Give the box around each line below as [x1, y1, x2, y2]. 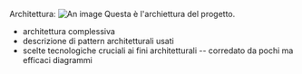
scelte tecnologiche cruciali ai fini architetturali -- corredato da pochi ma [22, 45, 294, 56]
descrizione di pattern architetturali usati [22, 36, 174, 46]
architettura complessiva [22, 26, 116, 36]
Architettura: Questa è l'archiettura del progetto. [9, 9, 236, 19]
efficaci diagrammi [22, 55, 93, 65]
